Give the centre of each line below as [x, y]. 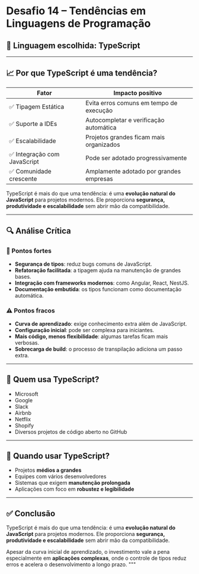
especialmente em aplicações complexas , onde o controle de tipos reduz [96, 558]
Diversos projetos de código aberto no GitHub [71, 431]
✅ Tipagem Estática [37, 106]
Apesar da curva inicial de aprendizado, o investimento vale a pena [88, 552]
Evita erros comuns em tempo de [131, 103]
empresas [99, 178]
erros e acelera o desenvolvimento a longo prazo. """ [71, 564]
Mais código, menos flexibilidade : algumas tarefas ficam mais [91, 336]
